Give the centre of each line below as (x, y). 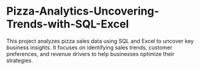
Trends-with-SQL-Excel (68, 24)
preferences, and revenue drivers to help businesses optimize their (91, 54)
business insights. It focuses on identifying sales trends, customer (89, 47)
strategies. (20, 60)
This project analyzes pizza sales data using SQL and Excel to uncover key (100, 41)
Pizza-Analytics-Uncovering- (83, 11)
